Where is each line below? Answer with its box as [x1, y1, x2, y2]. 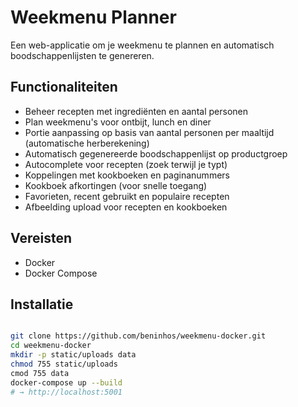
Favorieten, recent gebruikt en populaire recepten [24, 190, 230, 202]
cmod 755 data [10, 368, 70, 378]
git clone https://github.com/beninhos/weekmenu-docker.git [10, 331, 267, 341]
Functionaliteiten [10, 79, 118, 96]
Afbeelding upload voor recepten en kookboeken [24, 201, 228, 213]
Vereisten [10, 230, 72, 247]
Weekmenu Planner [10, 6, 177, 29]
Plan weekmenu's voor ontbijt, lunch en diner [24, 116, 212, 128]
